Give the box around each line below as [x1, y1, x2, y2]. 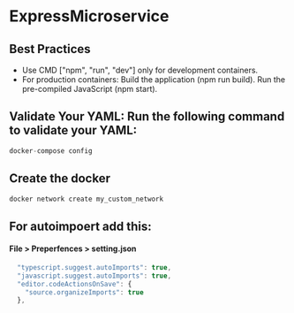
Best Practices [9, 42, 91, 57]
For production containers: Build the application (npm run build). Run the [21, 74, 285, 85]
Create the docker [9, 171, 110, 187]
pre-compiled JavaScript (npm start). [21, 84, 158, 94]
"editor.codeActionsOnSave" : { [17, 279, 132, 288]
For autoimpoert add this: [9, 218, 152, 233]
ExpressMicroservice [9, 6, 170, 27]
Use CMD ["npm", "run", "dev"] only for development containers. [21, 65, 259, 75]
